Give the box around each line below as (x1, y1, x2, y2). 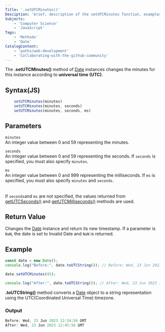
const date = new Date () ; (5, 258, 58, 264)
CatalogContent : (5, 44, 38, 49)
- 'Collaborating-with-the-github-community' (14, 53, 109, 58)
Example (5, 245, 32, 254)
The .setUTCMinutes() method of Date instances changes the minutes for (5, 66, 156, 72)
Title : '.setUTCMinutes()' (5, 7, 60, 12)
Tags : (5, 30, 16, 35)
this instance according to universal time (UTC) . (5, 72, 103, 78)
